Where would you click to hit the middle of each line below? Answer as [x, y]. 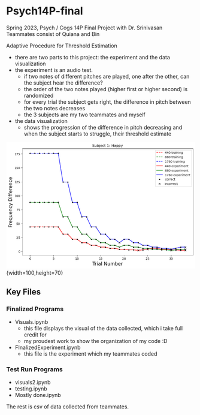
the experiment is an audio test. [54, 70]
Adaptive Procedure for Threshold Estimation [62, 46]
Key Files [23, 292]
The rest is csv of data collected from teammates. [68, 407]
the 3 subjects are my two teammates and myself [84, 115]
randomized [39, 95]
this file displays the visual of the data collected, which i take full [103, 329]
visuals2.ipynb [33, 383]
